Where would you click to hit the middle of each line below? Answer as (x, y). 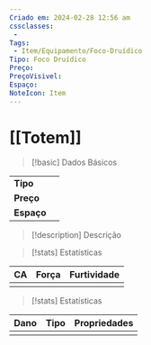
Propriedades (104, 323)
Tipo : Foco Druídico (48, 59)
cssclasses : (31, 26)
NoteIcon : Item (38, 93)
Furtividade (94, 275)
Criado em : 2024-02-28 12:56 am (70, 18)
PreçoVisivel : (36, 77)
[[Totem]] (46, 137)
